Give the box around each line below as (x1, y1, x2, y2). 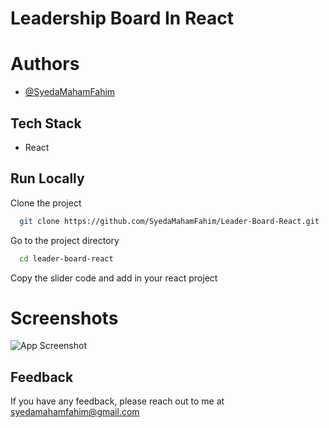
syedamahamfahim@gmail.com (10, 406, 140, 418)
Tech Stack (10, 115, 82, 132)
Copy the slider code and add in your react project (10, 272, 218, 284)
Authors (10, 53, 80, 76)
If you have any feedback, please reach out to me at (10, 395, 225, 407)
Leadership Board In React (10, 7, 234, 30)
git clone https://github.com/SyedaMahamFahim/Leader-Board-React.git (19, 216, 320, 226)
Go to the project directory (10, 234, 120, 246)
